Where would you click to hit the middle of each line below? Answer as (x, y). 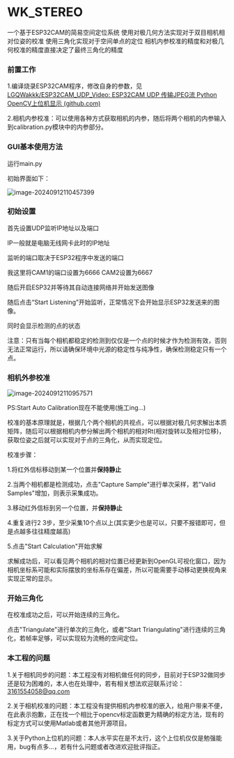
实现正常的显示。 (32, 579)
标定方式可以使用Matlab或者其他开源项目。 (69, 723)
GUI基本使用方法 (35, 147)
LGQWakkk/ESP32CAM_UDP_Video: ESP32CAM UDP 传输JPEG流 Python (112, 95)
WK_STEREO (45, 12)
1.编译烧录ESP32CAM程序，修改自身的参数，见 (75, 86)
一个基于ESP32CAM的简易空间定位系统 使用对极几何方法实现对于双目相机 (113, 32)
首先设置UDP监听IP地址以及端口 (53, 228)
